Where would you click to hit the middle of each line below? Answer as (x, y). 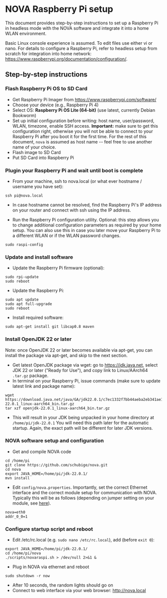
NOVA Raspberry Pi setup (59, 9)
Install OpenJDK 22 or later (39, 339)
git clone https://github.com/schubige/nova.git (56, 465)
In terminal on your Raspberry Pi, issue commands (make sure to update (86, 380)
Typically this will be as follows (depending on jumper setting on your (83, 498)
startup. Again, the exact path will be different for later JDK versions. (83, 428)
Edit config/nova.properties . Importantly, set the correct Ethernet (80, 487)
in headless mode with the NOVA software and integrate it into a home (77, 28)
